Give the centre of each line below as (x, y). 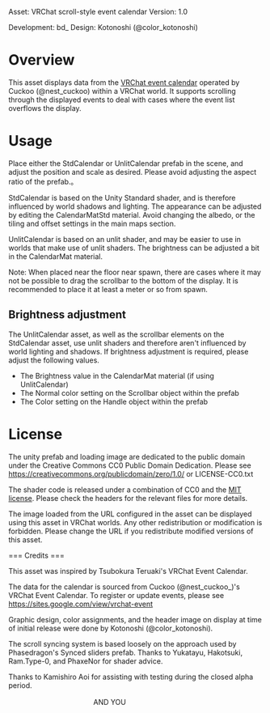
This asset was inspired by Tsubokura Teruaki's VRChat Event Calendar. (128, 571)
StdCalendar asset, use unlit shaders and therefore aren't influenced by (127, 342)
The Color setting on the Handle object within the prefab (114, 401)
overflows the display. (45, 108)
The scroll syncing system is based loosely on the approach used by (122, 643)
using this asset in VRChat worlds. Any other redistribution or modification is (135, 522)
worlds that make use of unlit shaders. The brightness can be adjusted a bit (134, 248)
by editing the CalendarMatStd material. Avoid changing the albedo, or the (132, 214)
